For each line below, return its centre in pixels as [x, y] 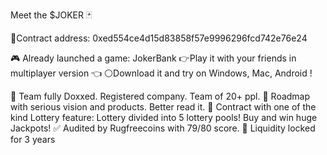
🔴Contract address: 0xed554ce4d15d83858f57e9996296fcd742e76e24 [159, 38]
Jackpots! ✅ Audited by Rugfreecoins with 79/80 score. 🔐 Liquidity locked [163, 128]
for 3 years [33, 139]
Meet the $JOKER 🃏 [51, 15]
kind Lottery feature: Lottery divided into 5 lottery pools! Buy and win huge [164, 117]
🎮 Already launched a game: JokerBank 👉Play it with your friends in [153, 58]
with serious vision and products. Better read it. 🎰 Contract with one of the [163, 107]
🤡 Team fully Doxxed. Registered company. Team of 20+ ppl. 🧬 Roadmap [160, 96]
